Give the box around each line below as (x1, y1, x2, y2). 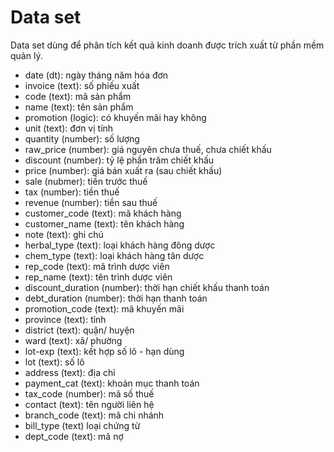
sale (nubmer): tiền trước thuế (24, 175, 148, 187)
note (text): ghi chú (24, 228, 104, 240)
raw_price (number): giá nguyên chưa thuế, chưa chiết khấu (24, 143, 272, 155)
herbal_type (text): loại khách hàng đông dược (24, 239, 216, 251)
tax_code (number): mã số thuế (24, 387, 155, 400)
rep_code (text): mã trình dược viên (24, 260, 170, 272)
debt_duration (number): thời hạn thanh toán (24, 292, 208, 304)
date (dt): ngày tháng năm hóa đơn (24, 69, 169, 81)
